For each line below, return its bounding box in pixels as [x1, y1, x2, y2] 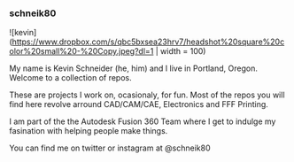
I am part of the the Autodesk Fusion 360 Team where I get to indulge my [9, 116, 276, 127]
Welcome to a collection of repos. [9, 73, 132, 83]
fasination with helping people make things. [9, 126, 168, 136]
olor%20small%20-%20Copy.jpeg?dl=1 [9, 46, 154, 57]
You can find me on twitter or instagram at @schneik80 [9, 143, 211, 153]
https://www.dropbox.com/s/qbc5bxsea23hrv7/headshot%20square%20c [12, 36, 285, 47]
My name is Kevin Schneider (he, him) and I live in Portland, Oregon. [9, 63, 259, 73]
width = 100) [160, 46, 206, 57]
